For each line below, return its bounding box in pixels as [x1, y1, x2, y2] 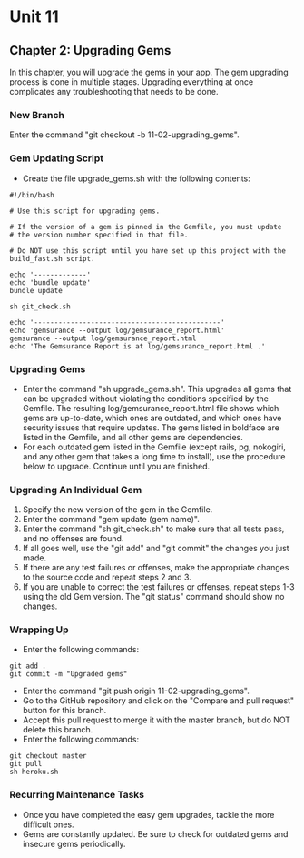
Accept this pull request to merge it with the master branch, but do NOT [22, 714, 291, 725]
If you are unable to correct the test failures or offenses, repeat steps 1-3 [22, 581, 295, 592]
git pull [9, 760, 43, 769]
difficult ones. [22, 819, 74, 830]
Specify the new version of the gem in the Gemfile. [22, 504, 213, 515]
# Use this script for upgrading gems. [9, 207, 161, 216]
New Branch [9, 108, 65, 121]
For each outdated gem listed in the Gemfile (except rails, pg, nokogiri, [22, 441, 286, 452]
